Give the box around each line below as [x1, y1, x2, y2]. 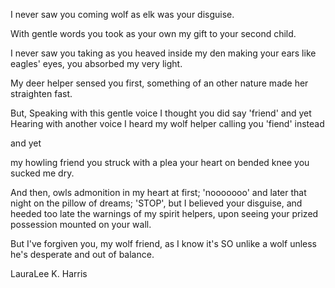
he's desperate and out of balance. [10, 249, 155, 260]
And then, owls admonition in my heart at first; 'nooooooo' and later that [10, 187, 307, 198]
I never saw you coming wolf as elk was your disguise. [10, 9, 235, 20]
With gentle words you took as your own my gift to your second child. [10, 28, 297, 39]
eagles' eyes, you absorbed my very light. [10, 58, 183, 69]
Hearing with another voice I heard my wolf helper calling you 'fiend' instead [10, 118, 325, 129]
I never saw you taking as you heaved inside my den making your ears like [10, 47, 317, 59]
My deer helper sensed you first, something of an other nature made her [10, 77, 309, 89]
